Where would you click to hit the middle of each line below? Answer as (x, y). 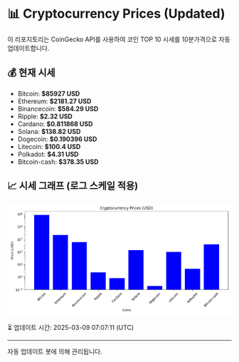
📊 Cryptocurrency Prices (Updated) (116, 14)
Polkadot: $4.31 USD (48, 154)
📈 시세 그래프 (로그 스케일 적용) (73, 186)
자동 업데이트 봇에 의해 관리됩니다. (55, 351)
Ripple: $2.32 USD (45, 116)
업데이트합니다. (28, 48)
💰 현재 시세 (31, 73)
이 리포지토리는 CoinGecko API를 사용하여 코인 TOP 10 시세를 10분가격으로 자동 (119, 39)
